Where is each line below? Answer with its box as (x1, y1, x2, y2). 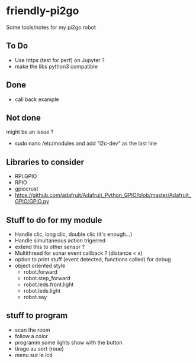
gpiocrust (14, 185, 38, 193)
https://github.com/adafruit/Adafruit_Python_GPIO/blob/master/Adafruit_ (14, 192, 191, 199)
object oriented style (14, 262, 66, 269)
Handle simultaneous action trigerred (14, 237, 106, 244)
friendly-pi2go (6, 4, 79, 18)
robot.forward (23, 268, 58, 276)
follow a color (14, 332, 49, 339)
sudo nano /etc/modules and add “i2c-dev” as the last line (14, 140, 158, 147)
